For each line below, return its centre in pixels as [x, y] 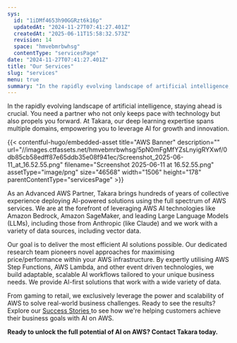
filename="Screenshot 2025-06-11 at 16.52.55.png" [139, 165]
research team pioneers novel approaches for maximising [91, 252]
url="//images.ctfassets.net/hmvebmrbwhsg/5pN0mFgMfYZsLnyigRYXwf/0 [117, 150]
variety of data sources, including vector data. [74, 231]
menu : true [23, 79]
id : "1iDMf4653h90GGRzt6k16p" [58, 20]
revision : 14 [33, 40]
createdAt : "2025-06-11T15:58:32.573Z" [72, 34]
